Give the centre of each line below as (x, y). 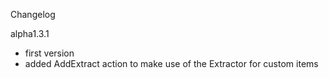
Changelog (33, 14)
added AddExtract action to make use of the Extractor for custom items (171, 63)
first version (49, 53)
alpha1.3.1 (30, 33)
